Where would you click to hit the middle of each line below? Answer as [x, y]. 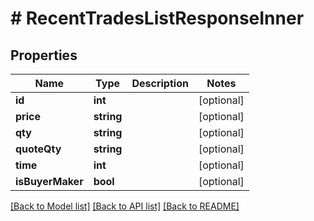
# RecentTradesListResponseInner [157, 18]
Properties [44, 55]
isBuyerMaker [49, 181]
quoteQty [38, 149]
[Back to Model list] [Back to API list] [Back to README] [125, 206]
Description [160, 83]
